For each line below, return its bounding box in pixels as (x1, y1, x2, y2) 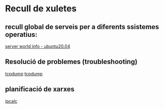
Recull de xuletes (5, 3, 77, 14)
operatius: (5, 30, 38, 38)
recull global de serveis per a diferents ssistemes (5, 23, 159, 31)
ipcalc (5, 98, 18, 104)
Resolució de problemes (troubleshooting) (5, 58, 138, 66)
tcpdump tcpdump (5, 71, 43, 76)
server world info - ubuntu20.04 (5, 43, 70, 49)
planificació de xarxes (5, 85, 75, 94)
